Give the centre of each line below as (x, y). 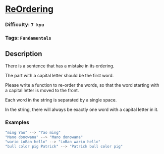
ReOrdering (29, 9)
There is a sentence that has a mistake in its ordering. (60, 66)
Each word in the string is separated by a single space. (61, 100)
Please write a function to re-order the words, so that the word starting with (82, 85)
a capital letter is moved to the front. (42, 90)
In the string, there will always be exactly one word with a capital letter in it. (82, 109)
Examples (17, 122)
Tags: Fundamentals (28, 38)
